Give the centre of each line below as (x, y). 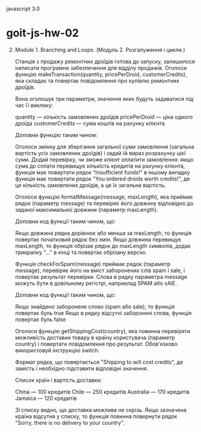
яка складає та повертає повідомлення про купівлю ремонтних (97, 80)
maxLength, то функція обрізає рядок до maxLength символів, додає (103, 246)
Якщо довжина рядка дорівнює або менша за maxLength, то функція (103, 233)
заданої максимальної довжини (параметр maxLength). (86, 209)
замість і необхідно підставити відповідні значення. (82, 368)
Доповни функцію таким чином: (56, 135)
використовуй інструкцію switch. (57, 350)
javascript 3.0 (23, 9)
